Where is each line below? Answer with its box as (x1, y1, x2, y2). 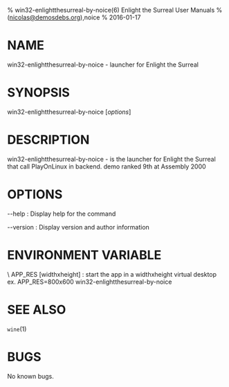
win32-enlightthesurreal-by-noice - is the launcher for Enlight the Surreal (7, 155, 216, 163)
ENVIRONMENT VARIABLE (7, 247, 162, 263)
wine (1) (7, 325, 27, 333)
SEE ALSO (7, 302, 66, 318)
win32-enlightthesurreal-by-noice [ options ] (7, 108, 131, 116)
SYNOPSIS (7, 85, 71, 101)
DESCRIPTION (7, 132, 90, 148)
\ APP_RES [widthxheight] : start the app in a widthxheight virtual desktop (7, 270, 217, 278)
